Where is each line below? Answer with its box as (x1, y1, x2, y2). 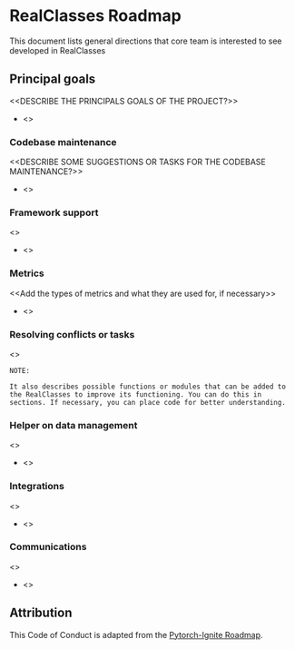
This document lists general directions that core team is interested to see (9, 35, 282, 46)
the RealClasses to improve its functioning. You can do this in (9, 389, 261, 399)
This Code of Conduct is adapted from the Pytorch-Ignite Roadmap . (9, 629, 263, 640)
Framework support (9, 206, 99, 219)
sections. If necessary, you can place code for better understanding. (9, 398, 286, 407)
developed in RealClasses (9, 44, 106, 55)
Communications (9, 541, 87, 554)
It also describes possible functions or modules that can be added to (9, 382, 286, 391)
